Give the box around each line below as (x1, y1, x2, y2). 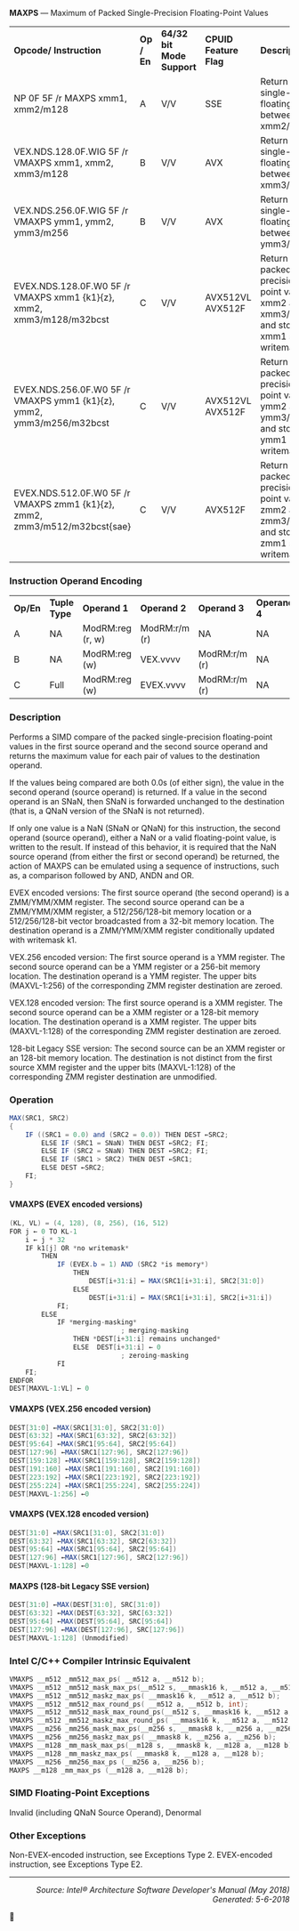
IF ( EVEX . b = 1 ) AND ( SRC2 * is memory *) (56, 1260, 209, 1269)
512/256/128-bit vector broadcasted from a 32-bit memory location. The (9, 916, 274, 926)
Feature (205, 44, 238, 56)
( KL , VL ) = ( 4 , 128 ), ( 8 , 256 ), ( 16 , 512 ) (9, 1218, 169, 1227)
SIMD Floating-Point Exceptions (9, 1787, 150, 1799)
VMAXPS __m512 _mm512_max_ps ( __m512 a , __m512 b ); (9, 1675, 205, 1684)
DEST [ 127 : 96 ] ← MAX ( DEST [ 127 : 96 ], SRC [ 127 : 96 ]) (9, 1625, 185, 1634)
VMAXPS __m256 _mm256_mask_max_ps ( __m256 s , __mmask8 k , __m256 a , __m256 (9, 1725, 293, 1733)
